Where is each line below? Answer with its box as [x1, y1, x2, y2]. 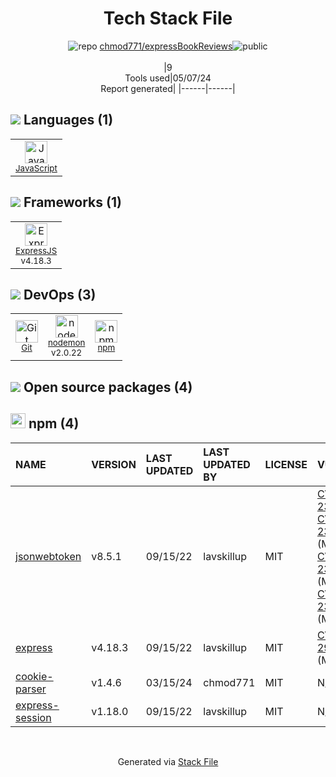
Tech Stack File [103, 7, 233, 30]
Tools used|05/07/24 [124, 72, 212, 84]
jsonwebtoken [15, 549, 82, 563]
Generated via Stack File [117, 755, 219, 767]
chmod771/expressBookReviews [99, 40, 233, 52]
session [15, 710, 52, 724]
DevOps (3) [23, 286, 97, 303]
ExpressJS [15, 245, 58, 256]
